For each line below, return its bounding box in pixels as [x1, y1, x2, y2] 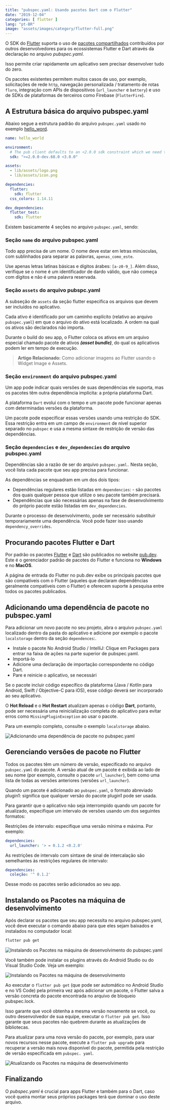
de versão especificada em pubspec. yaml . [5, 1050, 94, 1056]
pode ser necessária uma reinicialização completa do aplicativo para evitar [5, 708, 161, 714]
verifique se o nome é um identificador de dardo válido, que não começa [5, 268, 157, 275]
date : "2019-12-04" [5, 12, 47, 17]
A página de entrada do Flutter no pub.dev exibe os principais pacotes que [5, 572, 161, 579]
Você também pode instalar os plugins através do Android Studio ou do [5, 957, 154, 963]
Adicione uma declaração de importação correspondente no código [12, 661, 154, 667]
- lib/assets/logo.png [10, 168, 58, 173]
